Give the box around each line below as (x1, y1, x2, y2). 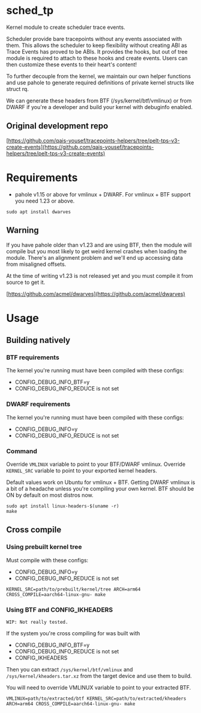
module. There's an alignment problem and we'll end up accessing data (6, 254, 183, 261)
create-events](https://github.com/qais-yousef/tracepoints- (6, 143, 154, 151)
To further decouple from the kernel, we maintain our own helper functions (6, 72, 191, 80)
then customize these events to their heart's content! (6, 61, 137, 68)
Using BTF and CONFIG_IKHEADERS (6, 605, 113, 614)
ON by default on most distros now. (6, 491, 94, 498)
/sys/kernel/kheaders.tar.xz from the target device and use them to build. (6, 672, 192, 679)
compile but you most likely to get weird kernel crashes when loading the (6, 248, 187, 255)
